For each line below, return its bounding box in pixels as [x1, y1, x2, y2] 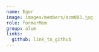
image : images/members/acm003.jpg [6, 14, 94, 20]
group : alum [6, 25, 36, 32]
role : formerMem [6, 20, 47, 26]
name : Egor [6, 8, 34, 15]
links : [6, 31, 23, 37]
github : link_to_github [11, 36, 71, 42]
